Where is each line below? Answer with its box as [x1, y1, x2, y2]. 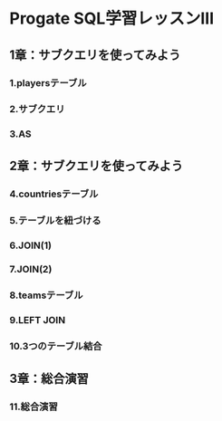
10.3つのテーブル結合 [9, 340, 102, 353]
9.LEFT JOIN [9, 314, 66, 327]
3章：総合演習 [9, 370, 89, 386]
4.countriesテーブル [9, 187, 99, 200]
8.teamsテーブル [9, 289, 83, 301]
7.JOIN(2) [9, 263, 53, 276]
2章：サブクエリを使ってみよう [9, 158, 184, 173]
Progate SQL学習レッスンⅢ [9, 8, 215, 29]
